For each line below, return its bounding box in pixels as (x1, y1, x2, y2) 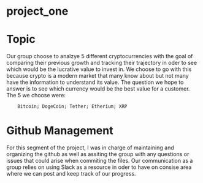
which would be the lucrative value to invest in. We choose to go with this (6, 65, 192, 73)
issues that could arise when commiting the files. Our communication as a (6, 157, 193, 165)
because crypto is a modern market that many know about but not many (6, 72, 189, 80)
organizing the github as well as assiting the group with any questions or (6, 151, 190, 158)
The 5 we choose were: (6, 92, 66, 99)
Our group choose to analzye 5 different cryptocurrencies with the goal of (6, 53, 193, 60)
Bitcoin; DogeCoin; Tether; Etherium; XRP (17, 103, 128, 110)
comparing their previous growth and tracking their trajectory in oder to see (6, 59, 197, 67)
